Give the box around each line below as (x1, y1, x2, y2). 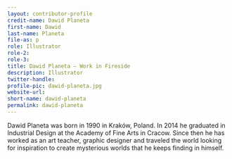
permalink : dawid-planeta (7, 102, 83, 109)
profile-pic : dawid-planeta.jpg (7, 82, 102, 89)
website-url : (7, 89, 46, 96)
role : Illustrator (7, 43, 61, 50)
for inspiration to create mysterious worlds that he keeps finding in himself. (7, 144, 224, 152)
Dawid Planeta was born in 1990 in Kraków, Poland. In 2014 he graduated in (7, 121, 226, 129)
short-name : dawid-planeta (7, 96, 86, 103)
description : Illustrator (7, 69, 83, 76)
